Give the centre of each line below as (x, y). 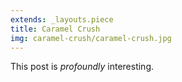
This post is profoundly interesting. (82, 67)
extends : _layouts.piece (62, 19)
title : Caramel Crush (55, 29)
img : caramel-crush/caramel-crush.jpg (91, 38)
